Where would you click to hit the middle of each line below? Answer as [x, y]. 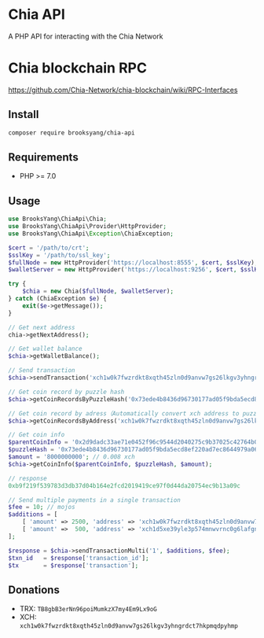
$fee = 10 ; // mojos [42, 507]
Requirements [43, 157]
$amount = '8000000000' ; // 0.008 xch [71, 457]
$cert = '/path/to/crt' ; [49, 248]
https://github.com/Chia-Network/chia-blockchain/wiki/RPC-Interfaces [123, 90]
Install [24, 114]
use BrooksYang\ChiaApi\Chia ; [58, 219]
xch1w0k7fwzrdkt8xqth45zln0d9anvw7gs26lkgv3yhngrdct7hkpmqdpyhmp [128, 626]
